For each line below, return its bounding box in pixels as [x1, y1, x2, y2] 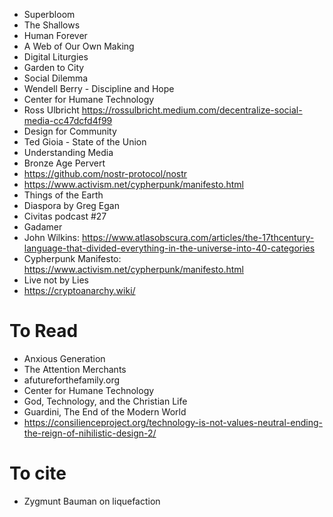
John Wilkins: [23, 232, 81, 243]
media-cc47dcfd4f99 [23, 115, 113, 126]
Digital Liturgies [23, 51, 89, 63]
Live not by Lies [23, 274, 89, 286]
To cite [9, 462, 67, 485]
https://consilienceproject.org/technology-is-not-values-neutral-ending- [23, 416, 323, 428]
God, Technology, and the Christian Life [23, 395, 188, 407]
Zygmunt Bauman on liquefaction [23, 495, 161, 507]
